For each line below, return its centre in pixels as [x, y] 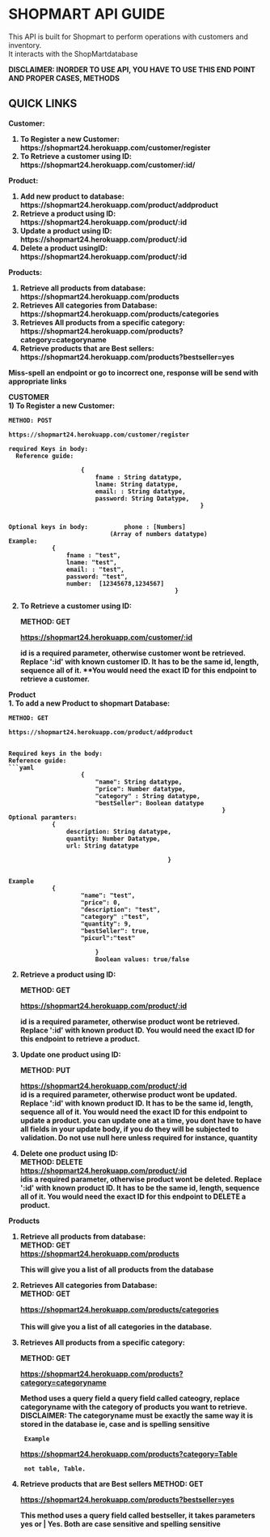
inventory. [25, 45]
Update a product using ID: [66, 230]
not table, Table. [55, 1469]
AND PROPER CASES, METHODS [64, 78]
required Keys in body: [49, 449]
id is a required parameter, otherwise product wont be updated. [129, 1094]
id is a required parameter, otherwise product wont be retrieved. [130, 1021]
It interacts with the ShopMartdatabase [73, 54]
